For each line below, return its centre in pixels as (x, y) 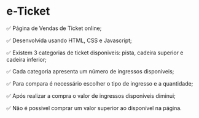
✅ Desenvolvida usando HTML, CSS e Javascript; (69, 40)
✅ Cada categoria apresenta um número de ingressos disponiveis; (90, 71)
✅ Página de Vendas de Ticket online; (54, 28)
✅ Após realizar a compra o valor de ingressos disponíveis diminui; (91, 95)
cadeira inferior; (27, 59)
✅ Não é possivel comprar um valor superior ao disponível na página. (94, 108)
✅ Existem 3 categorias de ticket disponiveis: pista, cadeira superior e (95, 53)
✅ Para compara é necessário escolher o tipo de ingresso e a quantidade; (100, 83)
